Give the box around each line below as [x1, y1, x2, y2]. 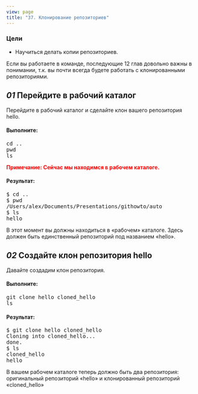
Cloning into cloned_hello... [6, 333, 96, 340]
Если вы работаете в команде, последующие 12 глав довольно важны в [6, 60, 192, 67]
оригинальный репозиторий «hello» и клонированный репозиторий [6, 375, 180, 382]
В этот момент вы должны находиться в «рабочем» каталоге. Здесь [6, 226, 184, 234]
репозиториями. [6, 73, 48, 80]
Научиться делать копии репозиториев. [14, 48, 118, 55]
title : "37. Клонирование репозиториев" [6, 15, 110, 21]
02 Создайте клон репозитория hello [6, 251, 153, 261]
